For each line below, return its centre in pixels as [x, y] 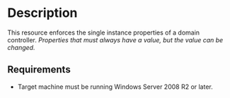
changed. [21, 47]
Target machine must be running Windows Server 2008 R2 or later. [115, 87]
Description [42, 13]
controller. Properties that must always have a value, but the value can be [115, 39]
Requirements [39, 69]
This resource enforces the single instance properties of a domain [104, 32]
